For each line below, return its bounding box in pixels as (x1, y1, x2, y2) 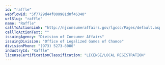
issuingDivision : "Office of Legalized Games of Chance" (5, 39, 124, 44)
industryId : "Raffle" (5, 48, 50, 53)
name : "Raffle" (5, 21, 36, 26)
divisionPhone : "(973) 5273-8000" (5, 43, 76, 48)
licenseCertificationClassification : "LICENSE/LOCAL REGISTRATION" (5, 52, 146, 58)
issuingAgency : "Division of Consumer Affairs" (5, 35, 105, 40)
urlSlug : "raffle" (5, 16, 43, 21)
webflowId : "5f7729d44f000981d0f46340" (5, 12, 87, 17)
